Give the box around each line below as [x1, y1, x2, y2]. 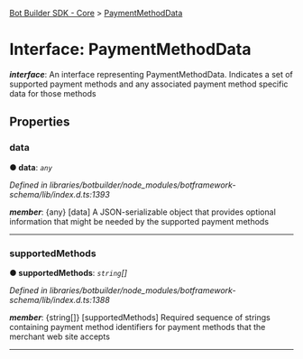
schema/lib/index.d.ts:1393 [9, 189, 110, 199]
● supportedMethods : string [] [9, 267, 128, 278]
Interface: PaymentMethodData [9, 40, 252, 60]
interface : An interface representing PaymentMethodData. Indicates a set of [9, 69, 293, 79]
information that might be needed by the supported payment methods [9, 216, 269, 226]
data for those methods [9, 87, 96, 98]
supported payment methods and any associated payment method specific [9, 78, 289, 89]
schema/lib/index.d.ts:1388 [9, 294, 110, 305]
